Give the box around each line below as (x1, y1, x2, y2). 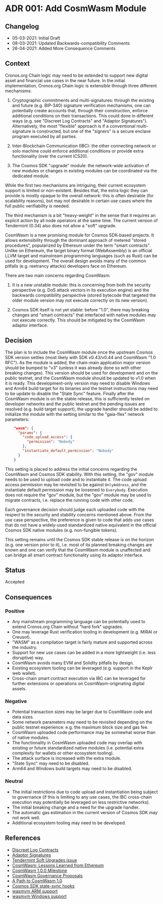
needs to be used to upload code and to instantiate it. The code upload (5, 477, 147, 482)
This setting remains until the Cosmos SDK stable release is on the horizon (5, 536, 154, 542)
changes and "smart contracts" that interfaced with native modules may (12, 312, 156, 318)
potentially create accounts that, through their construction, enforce (12, 107, 148, 113)
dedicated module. (12, 173, 50, 179)
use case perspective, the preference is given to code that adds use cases (5, 517, 154, 523)
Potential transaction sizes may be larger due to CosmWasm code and (12, 709, 152, 715)
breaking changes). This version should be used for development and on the (5, 370, 158, 375)
